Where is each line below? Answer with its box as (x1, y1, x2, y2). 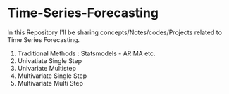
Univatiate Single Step (17, 56, 82, 65)
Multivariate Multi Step (17, 79, 83, 87)
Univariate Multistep (17, 64, 76, 72)
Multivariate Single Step (17, 72, 87, 80)
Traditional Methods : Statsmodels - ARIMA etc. (17, 49, 156, 58)
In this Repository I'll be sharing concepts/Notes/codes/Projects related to (7, 28, 222, 36)
